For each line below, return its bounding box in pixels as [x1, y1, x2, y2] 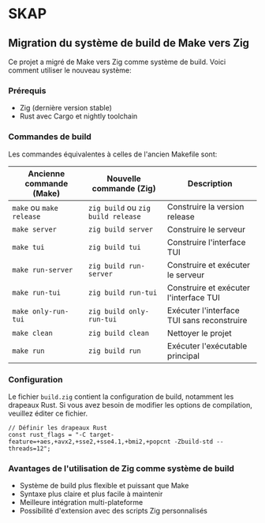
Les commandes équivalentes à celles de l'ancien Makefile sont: [8, 149, 218, 159]
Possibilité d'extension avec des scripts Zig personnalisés [19, 506, 207, 516]
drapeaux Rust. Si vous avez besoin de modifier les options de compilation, [8, 400, 252, 409]
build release [88, 212, 141, 221]
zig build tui [88, 243, 141, 251]
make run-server [12, 265, 73, 274]
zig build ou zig [88, 202, 151, 213]
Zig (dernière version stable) [19, 103, 113, 113]
